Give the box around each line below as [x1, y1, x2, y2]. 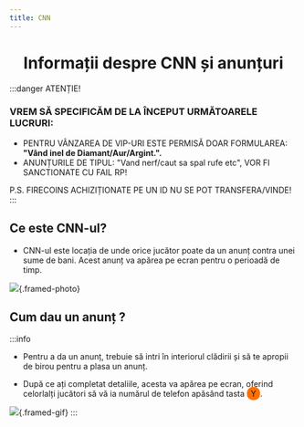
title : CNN [9, 13, 51, 23]
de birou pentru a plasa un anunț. [22, 361, 148, 372]
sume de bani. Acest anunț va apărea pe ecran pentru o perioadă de [22, 255, 280, 266]
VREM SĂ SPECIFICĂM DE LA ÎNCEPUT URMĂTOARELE [9, 106, 258, 119]
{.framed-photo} [18, 283, 80, 294]
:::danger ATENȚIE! [9, 83, 81, 94]
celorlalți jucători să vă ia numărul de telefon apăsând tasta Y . [22, 389, 263, 400]
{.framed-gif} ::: [18, 407, 78, 418]
